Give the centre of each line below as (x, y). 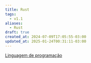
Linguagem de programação (34, 55)
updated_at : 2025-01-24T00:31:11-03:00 (46, 42)
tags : (11, 14)
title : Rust (17, 10)
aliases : (14, 23)
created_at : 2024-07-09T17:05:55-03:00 (46, 37)
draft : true (17, 32)
